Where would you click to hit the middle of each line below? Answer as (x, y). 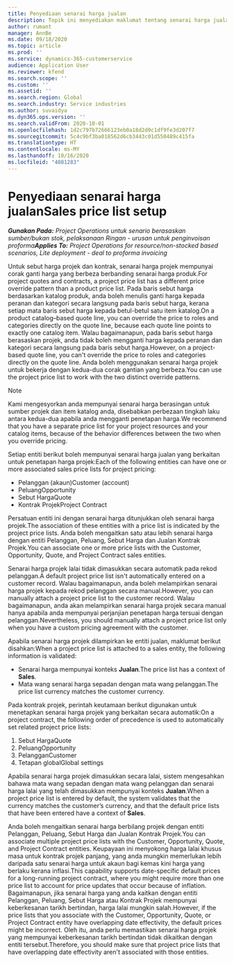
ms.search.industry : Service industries (67, 104)
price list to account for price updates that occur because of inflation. (107, 885)
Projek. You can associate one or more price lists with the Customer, (105, 548)
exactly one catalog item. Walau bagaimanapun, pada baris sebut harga (110, 332)
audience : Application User (49, 65)
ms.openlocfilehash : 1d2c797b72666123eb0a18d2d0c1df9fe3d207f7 (101, 130)
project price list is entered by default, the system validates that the (104, 798)
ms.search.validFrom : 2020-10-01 (56, 123)
